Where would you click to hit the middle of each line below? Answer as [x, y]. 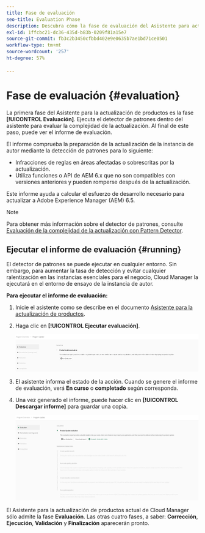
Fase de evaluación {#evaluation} [93, 95]
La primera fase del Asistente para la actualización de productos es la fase [100, 113]
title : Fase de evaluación [41, 13]
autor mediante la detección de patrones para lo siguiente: [80, 151]
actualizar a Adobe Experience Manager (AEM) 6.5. [71, 200]
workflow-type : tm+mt [34, 45]
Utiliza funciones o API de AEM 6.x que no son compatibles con [95, 175]
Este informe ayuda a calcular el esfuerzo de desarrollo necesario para [95, 193]
